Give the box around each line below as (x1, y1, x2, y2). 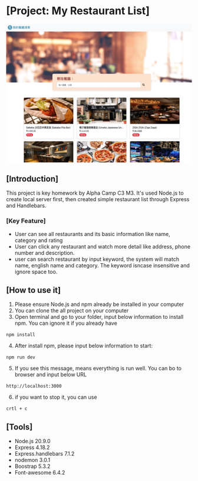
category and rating (14, 237, 63, 244)
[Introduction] (6, 173, 59, 184)
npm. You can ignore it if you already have (14, 319, 118, 327)
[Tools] (6, 422, 33, 432)
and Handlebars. (6, 202, 47, 209)
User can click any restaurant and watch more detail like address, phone (14, 243, 190, 250)
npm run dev (6, 354, 35, 360)
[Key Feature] (6, 217, 46, 225)
